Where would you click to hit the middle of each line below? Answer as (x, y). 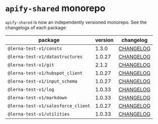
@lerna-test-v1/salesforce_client (49, 106)
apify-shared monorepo (55, 8)
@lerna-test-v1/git (31, 65)
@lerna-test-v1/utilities (39, 114)
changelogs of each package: (36, 27)
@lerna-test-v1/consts (35, 48)
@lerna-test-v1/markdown (37, 98)
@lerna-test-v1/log (31, 89)
